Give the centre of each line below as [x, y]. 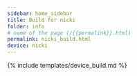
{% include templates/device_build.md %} [67, 65]
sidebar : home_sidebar [40, 13]
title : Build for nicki [42, 20]
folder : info [26, 26]
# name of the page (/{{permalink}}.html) [69, 33]
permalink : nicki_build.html [49, 39]
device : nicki [28, 46]
